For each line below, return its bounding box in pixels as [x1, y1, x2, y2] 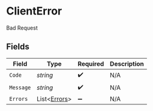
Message [9, 84, 31, 91]
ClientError [6, 4, 62, 18]
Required [77, 59, 104, 68]
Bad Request [6, 24, 38, 31]
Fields [6, 42, 30, 52]
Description [110, 59, 144, 68]
